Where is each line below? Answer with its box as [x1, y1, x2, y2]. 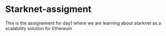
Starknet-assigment [5, 3, 92, 15]
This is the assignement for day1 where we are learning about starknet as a [5, 20, 161, 26]
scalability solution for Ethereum [5, 25, 72, 31]
